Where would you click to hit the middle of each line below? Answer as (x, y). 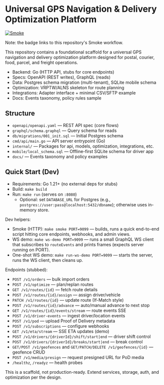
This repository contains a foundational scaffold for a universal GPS (73, 52)
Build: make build (30, 189)
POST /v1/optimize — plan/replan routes (53, 284)
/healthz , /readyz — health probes (47, 362)
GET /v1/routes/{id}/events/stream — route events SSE (69, 310)
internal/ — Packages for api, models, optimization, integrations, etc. (83, 146)
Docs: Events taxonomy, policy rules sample (57, 98)
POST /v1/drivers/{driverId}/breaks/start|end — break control (78, 341)
